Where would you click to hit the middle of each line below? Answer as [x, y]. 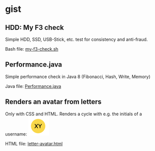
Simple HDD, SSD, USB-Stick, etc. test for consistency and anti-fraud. [77, 39]
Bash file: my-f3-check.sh [32, 49]
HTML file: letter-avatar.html [34, 144]
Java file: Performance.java [33, 86]
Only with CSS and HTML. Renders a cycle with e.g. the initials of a [74, 114]
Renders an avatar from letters [53, 102]
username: [16, 134]
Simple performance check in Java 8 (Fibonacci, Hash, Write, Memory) [78, 76]
